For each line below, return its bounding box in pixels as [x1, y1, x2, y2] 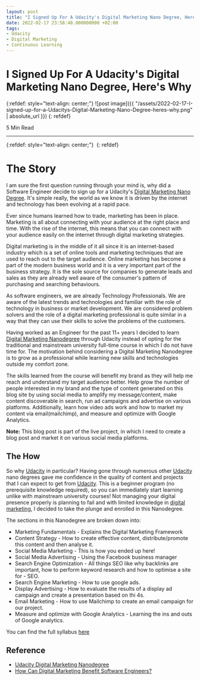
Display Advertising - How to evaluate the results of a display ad [14, 585, 173, 592]
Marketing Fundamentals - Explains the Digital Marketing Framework [14, 528, 183, 535]
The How [6, 452, 40, 462]
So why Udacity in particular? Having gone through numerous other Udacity [6, 467, 192, 474]
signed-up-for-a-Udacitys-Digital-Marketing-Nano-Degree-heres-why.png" [6, 106, 193, 113]
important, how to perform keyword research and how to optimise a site [14, 566, 191, 573]
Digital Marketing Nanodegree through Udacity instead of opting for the [6, 335, 182, 342]
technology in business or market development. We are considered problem [6, 305, 192, 312]
